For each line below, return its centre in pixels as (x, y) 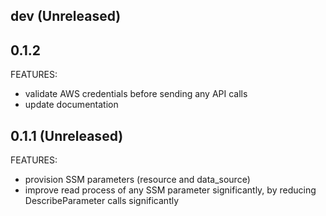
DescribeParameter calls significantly (102, 201)
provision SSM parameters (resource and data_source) (137, 180)
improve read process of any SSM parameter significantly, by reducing (170, 190)
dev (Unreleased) (66, 16)
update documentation (71, 105)
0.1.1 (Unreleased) (67, 135)
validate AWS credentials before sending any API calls (136, 94)
